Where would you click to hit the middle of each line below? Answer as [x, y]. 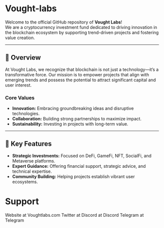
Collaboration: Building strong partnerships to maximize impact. [77, 119]
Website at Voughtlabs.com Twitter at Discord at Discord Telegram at [74, 215]
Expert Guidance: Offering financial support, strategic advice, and [79, 166]
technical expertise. [32, 171]
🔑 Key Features [29, 144]
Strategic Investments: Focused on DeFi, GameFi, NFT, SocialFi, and [82, 156]
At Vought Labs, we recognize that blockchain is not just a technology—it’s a [82, 69]
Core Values [20, 97]
